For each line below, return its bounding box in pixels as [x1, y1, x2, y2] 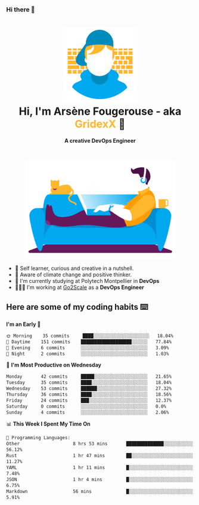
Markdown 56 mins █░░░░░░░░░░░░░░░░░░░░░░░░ [6, 489, 194, 495]
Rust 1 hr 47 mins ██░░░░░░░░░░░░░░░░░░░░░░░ [6, 453, 194, 459]
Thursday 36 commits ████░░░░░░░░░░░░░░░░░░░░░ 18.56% [6, 392, 172, 398]
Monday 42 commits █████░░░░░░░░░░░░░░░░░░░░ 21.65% [6, 374, 172, 380]
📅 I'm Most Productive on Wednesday [6, 361, 101, 369]
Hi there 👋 [6, 5, 36, 14]
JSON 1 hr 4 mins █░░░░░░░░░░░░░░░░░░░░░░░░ [6, 477, 194, 483]
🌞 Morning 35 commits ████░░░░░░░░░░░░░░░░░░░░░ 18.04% [6, 333, 174, 339]
